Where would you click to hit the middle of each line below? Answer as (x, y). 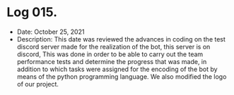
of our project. (38, 84)
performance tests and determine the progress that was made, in (112, 61)
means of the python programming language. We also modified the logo (122, 76)
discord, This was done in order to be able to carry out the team (110, 54)
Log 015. (32, 12)
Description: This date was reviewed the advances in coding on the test (121, 39)
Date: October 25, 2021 (51, 32)
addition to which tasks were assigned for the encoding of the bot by (117, 69)
